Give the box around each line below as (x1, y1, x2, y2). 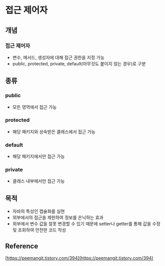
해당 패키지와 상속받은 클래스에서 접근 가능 (12, 128, 96, 135)
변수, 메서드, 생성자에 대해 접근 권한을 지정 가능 (12, 54, 105, 60)
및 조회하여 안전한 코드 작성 (12, 227, 66, 233)
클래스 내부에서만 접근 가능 (12, 178, 65, 184)
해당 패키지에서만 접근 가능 (12, 153, 65, 160)
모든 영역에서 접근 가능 (12, 104, 57, 110)
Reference (5, 242, 38, 250)
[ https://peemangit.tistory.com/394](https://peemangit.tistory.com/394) (5, 255, 153, 261)
